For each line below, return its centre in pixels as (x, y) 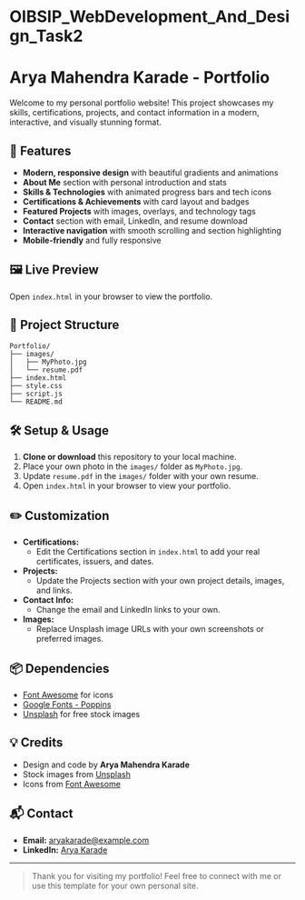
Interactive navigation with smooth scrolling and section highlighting (152, 230)
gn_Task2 (46, 36)
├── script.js (36, 394)
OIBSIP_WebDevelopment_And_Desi (150, 17)
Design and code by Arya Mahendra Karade (106, 765)
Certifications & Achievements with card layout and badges (136, 201)
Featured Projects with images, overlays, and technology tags (139, 211)
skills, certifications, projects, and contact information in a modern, (135, 113)
